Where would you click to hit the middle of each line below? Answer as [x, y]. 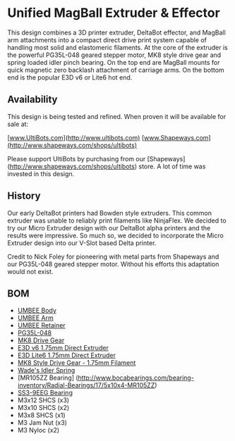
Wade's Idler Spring [46, 371]
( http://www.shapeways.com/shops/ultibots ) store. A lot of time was [107, 166]
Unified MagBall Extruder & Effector [114, 13]
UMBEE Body [37, 311]
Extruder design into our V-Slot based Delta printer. [82, 243]
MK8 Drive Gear [41, 340]
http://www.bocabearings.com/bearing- [136, 378]
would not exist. [30, 271]
